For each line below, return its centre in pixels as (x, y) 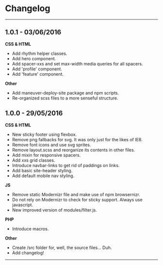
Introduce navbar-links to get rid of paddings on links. (66, 165)
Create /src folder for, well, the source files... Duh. (62, 248)
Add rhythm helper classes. (40, 53)
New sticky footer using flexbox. (44, 134)
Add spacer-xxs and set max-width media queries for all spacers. (77, 64)
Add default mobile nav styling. (43, 176)
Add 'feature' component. (38, 74)
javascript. (22, 205)
